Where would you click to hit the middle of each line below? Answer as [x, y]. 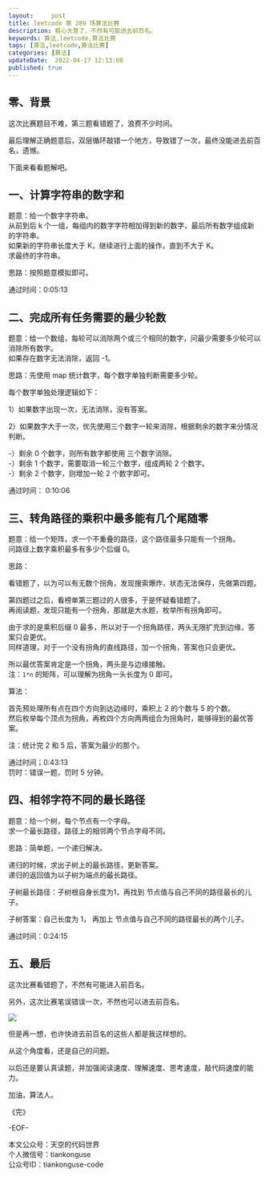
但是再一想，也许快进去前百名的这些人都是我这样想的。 [99, 1034]
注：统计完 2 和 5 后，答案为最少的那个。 [76, 745]
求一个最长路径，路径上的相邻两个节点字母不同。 [89, 831]
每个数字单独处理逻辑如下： [54, 393]
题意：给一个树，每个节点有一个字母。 [71, 820]
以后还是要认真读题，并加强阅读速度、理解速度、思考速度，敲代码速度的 [127, 1067]
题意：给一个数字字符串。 [50, 216]
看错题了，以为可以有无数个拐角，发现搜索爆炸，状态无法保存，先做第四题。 [134, 583]
